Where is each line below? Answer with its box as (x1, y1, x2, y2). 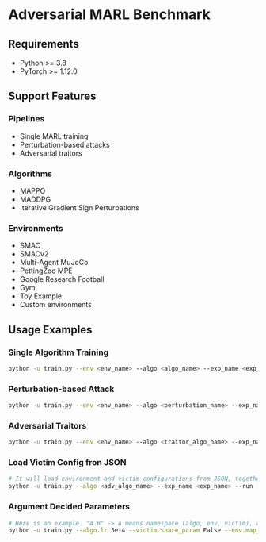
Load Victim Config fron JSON (8, 457, 127, 468)
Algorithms (8, 168, 53, 179)
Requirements (8, 37, 79, 51)
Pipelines (8, 113, 45, 125)
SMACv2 (19, 249, 49, 259)
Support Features (8, 90, 97, 103)
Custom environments (19, 300, 93, 309)
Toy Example (19, 291, 62, 301)
